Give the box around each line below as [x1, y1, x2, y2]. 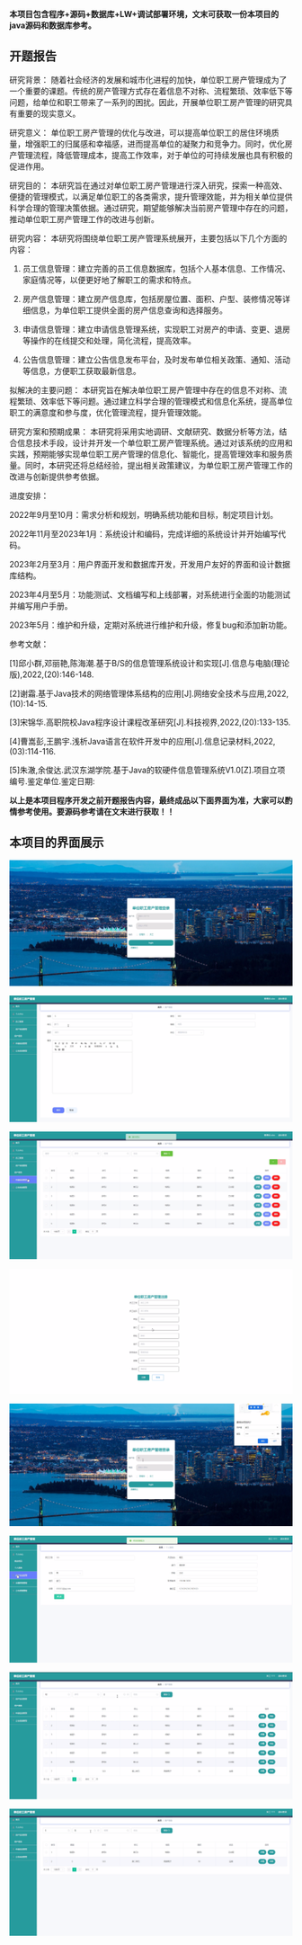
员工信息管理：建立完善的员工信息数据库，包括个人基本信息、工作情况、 [22, 263, 290, 273]
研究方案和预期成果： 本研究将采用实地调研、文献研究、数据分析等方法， [9, 426, 280, 437]
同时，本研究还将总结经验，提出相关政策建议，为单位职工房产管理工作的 [24, 459, 293, 470]
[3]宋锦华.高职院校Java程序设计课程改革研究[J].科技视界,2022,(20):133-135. [9, 717, 291, 727]
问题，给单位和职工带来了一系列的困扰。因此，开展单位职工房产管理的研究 [9, 96, 285, 107]
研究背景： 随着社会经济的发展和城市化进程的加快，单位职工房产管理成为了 [9, 74, 288, 85]
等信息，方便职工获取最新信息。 [22, 365, 141, 376]
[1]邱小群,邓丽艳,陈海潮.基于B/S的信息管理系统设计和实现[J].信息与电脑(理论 [9, 657, 290, 668]
